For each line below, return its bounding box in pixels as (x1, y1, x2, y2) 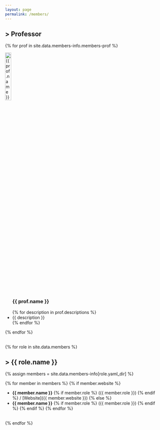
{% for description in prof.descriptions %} (12, 309, 97, 315)
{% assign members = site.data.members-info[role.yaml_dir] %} (5, 371, 134, 377)
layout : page (5, 7, 32, 12)
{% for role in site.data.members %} (5, 344, 78, 350)
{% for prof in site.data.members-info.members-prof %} (5, 43, 118, 49)
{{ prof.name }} (12, 298, 50, 305)
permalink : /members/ (5, 12, 49, 17)
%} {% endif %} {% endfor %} (12, 406, 74, 411)
